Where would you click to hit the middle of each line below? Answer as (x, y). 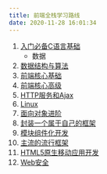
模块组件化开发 (44, 132)
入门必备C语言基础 (50, 46)
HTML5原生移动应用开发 (60, 152)
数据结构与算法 (44, 65)
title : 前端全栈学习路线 (45, 15)
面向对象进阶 (41, 113)
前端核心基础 (41, 75)
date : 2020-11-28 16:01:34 (53, 23)
